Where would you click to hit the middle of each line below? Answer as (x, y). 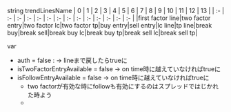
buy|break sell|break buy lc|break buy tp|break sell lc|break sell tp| (102, 32)
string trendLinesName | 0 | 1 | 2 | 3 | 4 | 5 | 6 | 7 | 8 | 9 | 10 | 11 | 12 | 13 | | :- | (116, 11)
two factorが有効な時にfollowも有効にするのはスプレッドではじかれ (123, 86)
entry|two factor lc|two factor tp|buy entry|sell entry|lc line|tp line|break (110, 25)
